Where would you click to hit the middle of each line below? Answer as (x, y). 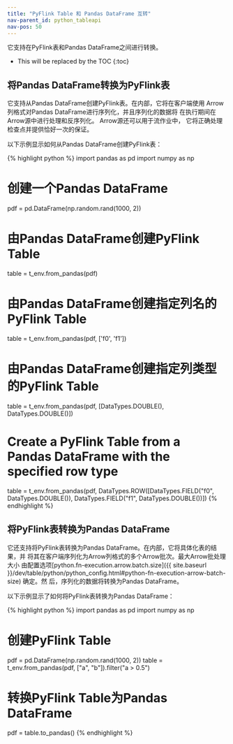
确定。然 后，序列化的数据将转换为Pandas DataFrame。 (103, 581)
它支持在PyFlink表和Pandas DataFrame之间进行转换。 (85, 48)
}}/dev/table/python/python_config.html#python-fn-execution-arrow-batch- (116, 573)
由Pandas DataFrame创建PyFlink (104, 239)
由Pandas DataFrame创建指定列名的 (112, 304)
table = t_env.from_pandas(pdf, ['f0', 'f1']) (67, 338)
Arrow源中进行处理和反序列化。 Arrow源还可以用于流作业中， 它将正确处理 (115, 121)
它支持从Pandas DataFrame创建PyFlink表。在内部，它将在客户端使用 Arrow (116, 103)
